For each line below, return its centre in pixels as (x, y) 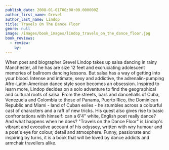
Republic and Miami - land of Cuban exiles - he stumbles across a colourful (84, 105)
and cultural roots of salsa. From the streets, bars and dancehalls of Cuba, (82, 94)
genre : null (18, 29)
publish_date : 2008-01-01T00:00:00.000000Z (52, 10)
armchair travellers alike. (31, 143)
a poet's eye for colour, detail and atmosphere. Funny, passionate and (78, 132)
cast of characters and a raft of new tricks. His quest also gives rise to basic (85, 110)
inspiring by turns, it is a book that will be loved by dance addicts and (77, 137)
